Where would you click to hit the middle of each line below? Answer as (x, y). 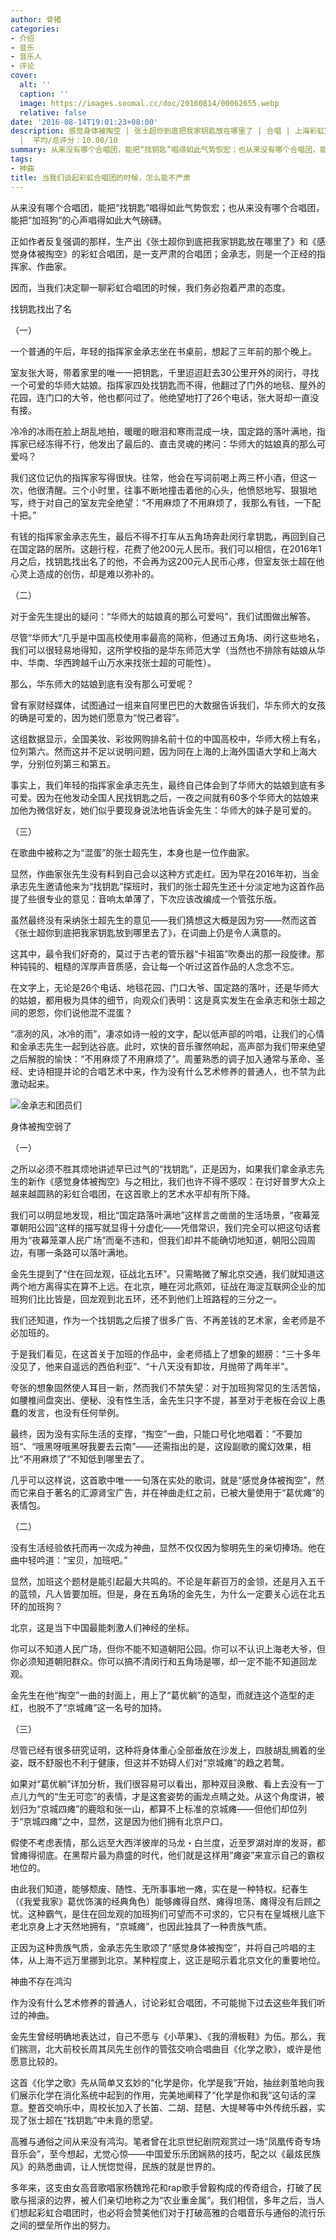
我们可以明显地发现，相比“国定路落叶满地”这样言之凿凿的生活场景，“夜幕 (161, 1215)
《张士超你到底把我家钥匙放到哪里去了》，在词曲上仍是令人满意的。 (148, 932)
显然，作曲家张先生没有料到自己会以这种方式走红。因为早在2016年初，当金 (165, 873)
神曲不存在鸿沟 (41, 1981)
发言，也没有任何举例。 (76, 1412)
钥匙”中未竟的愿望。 (117, 2120)
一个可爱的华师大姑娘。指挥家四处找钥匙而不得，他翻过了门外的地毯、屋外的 (168, 385)
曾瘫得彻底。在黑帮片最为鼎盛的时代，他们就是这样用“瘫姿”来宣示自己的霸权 (167, 1855)
